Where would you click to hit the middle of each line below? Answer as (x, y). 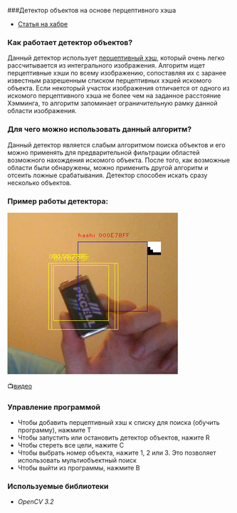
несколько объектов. (39, 183)
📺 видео (20, 386)
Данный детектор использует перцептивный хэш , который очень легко (116, 58)
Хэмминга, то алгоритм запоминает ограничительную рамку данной (112, 103)
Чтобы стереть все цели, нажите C (71, 445)
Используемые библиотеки (58, 487)
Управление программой (54, 407)
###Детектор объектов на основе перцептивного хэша (92, 10)
